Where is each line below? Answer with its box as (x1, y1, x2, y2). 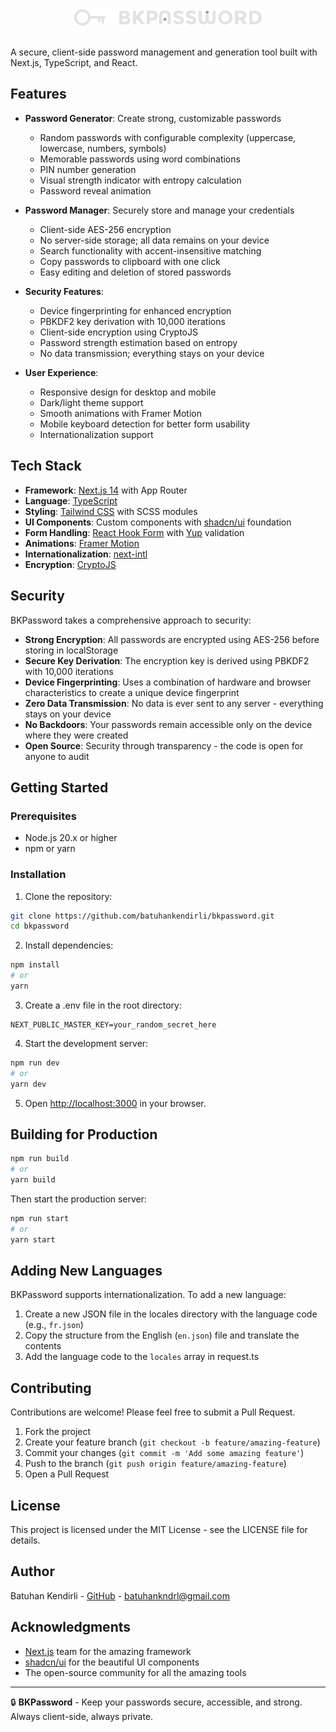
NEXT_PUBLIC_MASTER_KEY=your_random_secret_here (10, 1019, 217, 1030)
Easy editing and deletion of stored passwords (39, 266, 232, 278)
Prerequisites (10, 809, 77, 823)
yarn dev (10, 1079, 47, 1089)
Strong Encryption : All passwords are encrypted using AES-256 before (24, 633, 320, 645)
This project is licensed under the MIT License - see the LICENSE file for (10, 1524, 308, 1535)
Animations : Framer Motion (24, 537, 140, 549)
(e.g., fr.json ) (24, 1319, 84, 1331)
